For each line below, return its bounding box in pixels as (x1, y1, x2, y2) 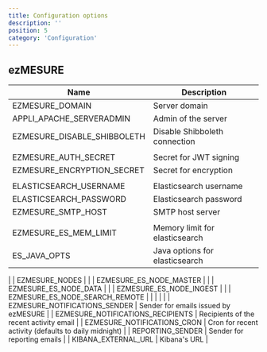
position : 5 (8, 26, 48, 34)
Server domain (153, 100, 208, 111)
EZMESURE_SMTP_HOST (12, 207, 107, 218)
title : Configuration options (8, 11, 109, 20)
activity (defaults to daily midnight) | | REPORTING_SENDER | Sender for (8, 327, 244, 336)
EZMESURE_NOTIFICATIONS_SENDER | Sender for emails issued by (8, 301, 230, 311)
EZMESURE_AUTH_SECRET (12, 152, 116, 163)
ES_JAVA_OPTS (12, 250, 71, 261)
